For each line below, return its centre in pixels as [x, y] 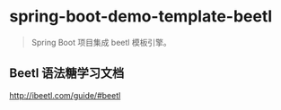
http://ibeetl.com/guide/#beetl [65, 95]
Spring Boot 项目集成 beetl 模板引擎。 [101, 42]
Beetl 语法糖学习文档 [67, 73]
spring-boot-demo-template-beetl [141, 17]
